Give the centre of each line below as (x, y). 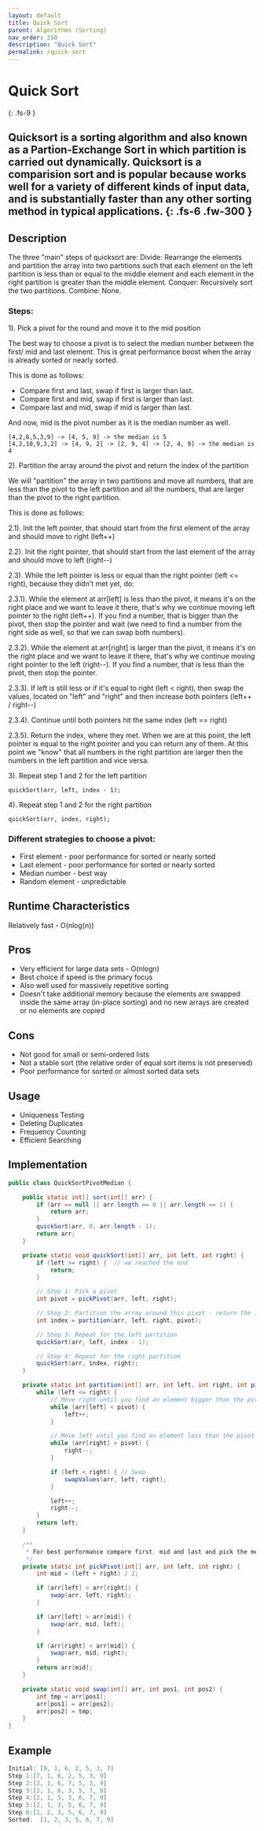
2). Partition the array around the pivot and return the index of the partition (128, 466)
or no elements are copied (62, 1011)
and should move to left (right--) (60, 560)
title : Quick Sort (38, 23)
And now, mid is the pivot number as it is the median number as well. (119, 423)
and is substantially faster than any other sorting (130, 199)
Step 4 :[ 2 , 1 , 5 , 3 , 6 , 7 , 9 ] (58, 1798)
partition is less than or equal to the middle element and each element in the (131, 274)
